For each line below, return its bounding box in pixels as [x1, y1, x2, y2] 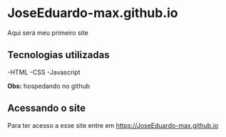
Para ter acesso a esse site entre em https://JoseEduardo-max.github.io [7, 121, 219, 129]
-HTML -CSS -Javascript [7, 67, 81, 76]
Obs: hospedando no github [7, 82, 91, 90]
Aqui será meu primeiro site [7, 28, 89, 37]
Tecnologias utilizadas [7, 49, 110, 61]
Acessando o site [7, 102, 86, 114]
